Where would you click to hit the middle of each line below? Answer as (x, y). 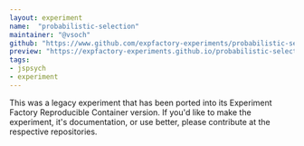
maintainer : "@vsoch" (50, 34)
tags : (19, 60)
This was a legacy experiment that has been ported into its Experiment (141, 102)
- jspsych (28, 69)
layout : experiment (46, 18)
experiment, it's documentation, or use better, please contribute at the (140, 122)
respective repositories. (53, 131)
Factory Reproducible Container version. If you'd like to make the (130, 112)
